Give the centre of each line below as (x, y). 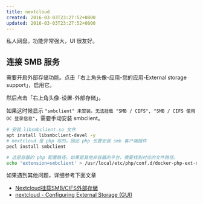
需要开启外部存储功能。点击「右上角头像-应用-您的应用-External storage (97, 78)
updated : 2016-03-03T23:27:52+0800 (51, 23)
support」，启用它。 (31, 85)
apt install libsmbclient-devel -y (51, 135)
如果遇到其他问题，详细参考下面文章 (51, 175)
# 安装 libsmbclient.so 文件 (41, 130)
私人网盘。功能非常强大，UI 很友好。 (52, 41)
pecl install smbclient (36, 146)
